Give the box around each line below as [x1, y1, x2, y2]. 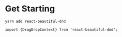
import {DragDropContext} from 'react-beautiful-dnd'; [5, 27, 118, 32]
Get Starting [5, 3, 55, 14]
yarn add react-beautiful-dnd [5, 19, 66, 24]
